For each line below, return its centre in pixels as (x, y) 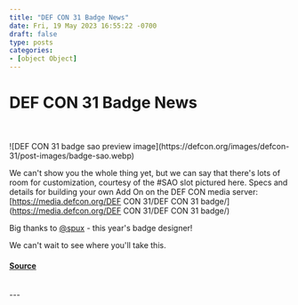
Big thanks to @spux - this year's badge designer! (101, 228)
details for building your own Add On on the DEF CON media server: (134, 191)
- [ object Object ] (43, 59)
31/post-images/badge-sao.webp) (72, 156)
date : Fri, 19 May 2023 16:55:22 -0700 (83, 26)
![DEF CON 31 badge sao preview (70, 146)
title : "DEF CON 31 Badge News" (69, 17)
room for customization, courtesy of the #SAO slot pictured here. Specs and (149, 182)
